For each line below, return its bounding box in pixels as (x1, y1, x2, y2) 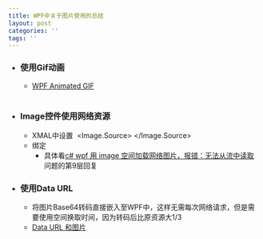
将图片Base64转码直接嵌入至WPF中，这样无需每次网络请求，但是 (31, 202, 248, 213)
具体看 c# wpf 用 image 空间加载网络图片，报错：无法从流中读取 (43, 150, 254, 160)
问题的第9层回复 (43, 160, 98, 170)
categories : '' (8, 26, 59, 34)
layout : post (8, 19, 52, 27)
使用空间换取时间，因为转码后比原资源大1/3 (38, 213, 182, 222)
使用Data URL (19, 182, 74, 193)
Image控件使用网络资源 (19, 111, 110, 122)
